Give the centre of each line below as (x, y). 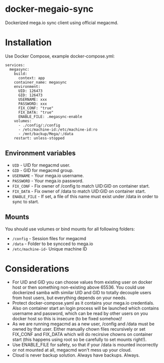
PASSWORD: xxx (33, 104)
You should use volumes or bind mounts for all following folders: (70, 229)
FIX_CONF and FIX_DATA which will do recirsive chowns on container (82, 335)
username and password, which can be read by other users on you (80, 313)
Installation (28, 42)
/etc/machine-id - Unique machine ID (50, 249)
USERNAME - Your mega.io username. (48, 175)
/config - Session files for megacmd (49, 238)
